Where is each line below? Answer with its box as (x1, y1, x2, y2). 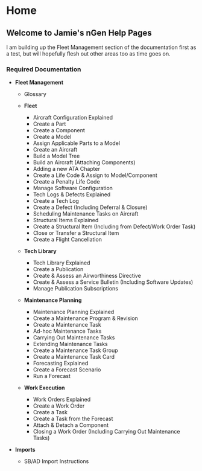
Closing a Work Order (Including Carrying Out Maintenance (33, 428, 180, 435)
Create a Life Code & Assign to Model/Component (33, 171, 158, 179)
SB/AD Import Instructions (24, 458, 89, 465)
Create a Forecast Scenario (33, 366, 101, 373)
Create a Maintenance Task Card (33, 353, 115, 360)
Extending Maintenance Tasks (33, 341, 108, 348)
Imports (14, 446, 36, 453)
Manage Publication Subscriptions (33, 285, 119, 292)
